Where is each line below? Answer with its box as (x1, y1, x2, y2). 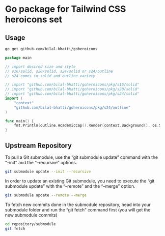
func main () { (5, 118, 34, 123)
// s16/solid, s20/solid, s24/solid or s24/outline (5, 69, 113, 74)
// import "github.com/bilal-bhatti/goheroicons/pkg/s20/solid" (5, 87, 139, 92)
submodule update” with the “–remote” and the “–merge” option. (5, 183, 136, 189)
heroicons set (5, 14, 62, 25)
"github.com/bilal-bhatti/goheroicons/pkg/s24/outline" (14, 105, 131, 110)
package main (5, 55, 32, 60)
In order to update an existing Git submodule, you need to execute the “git (5, 178, 155, 184)
